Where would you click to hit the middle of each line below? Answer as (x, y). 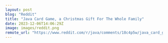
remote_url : (17, 33)
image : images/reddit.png (32, 28)
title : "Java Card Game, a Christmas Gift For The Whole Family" (74, 19)
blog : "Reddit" (21, 14)
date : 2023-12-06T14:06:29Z (34, 23)
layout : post (19, 10)
